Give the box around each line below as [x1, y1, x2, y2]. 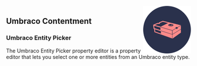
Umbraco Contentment [6, 16, 92, 26]
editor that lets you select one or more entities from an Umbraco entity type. [6, 53, 190, 60]
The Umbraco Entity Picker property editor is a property [6, 47, 141, 54]
